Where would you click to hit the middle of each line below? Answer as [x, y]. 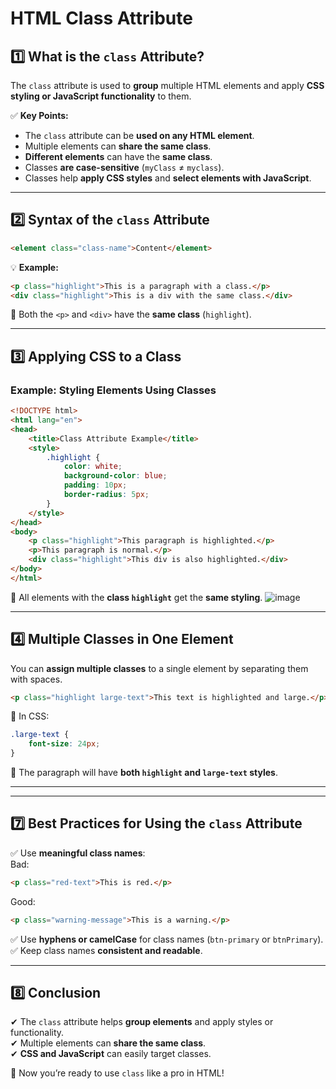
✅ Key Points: [39, 115]
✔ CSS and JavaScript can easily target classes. [111, 1054]
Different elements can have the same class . [118, 156]
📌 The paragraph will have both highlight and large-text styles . [144, 773]
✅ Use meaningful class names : [78, 853]
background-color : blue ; [115, 476]
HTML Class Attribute [101, 18]
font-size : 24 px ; [64, 744]
